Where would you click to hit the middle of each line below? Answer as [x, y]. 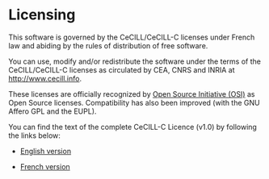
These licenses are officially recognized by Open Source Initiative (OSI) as [132, 94]
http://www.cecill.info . [45, 78]
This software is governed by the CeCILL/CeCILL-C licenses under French [132, 37]
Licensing [42, 15]
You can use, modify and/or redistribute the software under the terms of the [134, 61]
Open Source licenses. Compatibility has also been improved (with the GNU [134, 102]
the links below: [34, 135]
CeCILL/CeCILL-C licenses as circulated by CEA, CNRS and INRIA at [122, 69]
